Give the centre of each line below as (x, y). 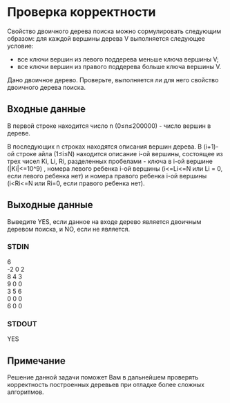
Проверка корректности (82, 12)
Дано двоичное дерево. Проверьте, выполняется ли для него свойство (113, 79)
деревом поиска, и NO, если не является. (68, 229)
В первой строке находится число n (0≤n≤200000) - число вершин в (109, 126)
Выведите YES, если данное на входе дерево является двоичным (104, 221)
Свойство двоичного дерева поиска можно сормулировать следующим (114, 31)
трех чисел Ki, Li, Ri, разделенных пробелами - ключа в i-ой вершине (110, 161)
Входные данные (47, 109)
